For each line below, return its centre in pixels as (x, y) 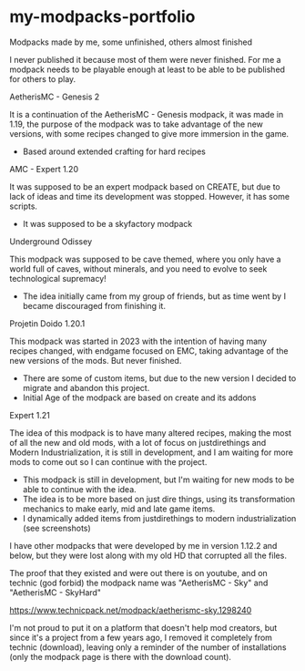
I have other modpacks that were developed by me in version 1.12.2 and (143, 545)
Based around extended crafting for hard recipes (114, 151)
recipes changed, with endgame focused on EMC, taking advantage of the (149, 351)
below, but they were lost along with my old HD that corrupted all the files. (148, 555)
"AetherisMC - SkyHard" (56, 592)
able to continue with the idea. (79, 489)
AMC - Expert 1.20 (44, 169)
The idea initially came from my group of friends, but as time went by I (154, 296)
